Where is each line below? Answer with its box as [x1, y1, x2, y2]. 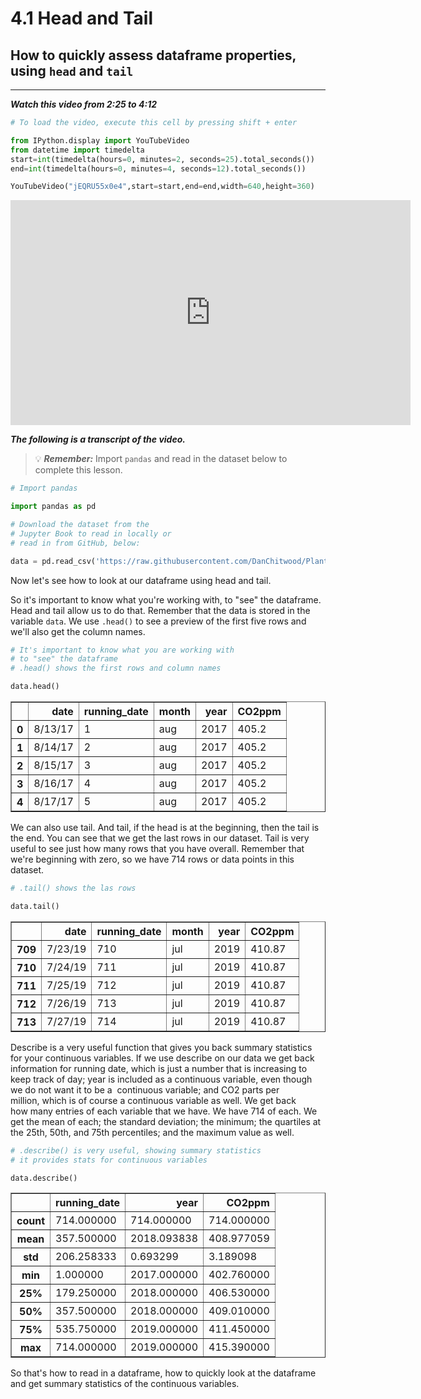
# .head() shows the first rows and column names [10, 663, 222, 674]
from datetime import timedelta [10, 145, 145, 155]
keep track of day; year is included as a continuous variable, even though [10, 1073, 313, 1085]
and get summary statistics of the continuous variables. [10, 1378, 240, 1390]
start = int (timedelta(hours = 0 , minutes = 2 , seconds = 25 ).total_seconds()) [10, 154, 315, 164]
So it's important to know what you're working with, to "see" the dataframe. [10, 593, 322, 606]
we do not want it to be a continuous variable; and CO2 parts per [10, 1083, 280, 1096]
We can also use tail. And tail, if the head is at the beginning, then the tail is [10, 822, 320, 833]
